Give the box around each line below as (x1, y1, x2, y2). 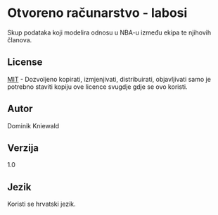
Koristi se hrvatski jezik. (7, 199, 76, 209)
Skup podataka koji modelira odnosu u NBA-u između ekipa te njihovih (7, 28, 212, 37)
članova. (7, 35, 32, 44)
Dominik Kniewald (7, 121, 60, 130)
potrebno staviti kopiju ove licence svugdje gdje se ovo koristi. (7, 82, 188, 91)
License (7, 56, 43, 68)
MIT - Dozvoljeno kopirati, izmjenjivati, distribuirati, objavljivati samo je (7, 75, 211, 83)
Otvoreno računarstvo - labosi (7, 5, 188, 21)
